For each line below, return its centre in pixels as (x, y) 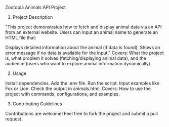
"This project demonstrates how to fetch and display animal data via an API (83, 27)
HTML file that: (21, 38)
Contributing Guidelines (37, 104)
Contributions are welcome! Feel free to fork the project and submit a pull (82, 114)
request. (14, 119)
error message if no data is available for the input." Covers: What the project (85, 53)
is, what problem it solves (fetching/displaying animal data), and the (76, 58)
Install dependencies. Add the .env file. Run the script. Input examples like (82, 83)
